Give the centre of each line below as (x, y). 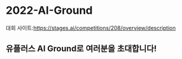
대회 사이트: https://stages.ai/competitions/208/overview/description (91, 28)
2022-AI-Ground (49, 11)
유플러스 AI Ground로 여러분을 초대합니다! (81, 49)
